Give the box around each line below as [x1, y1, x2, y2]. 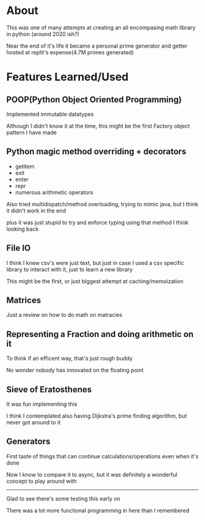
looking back [6, 225, 39, 233]
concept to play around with [6, 477, 77, 485]
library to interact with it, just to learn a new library [6, 265, 133, 273]
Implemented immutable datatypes [6, 110, 94, 118]
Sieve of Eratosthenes [6, 384, 92, 394]
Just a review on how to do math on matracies [6, 311, 123, 319]
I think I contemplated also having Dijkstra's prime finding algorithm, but [6, 413, 187, 419]
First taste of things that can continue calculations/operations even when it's [6, 452, 199, 460]
